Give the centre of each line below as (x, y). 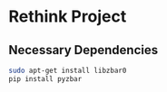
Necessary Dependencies (83, 50)
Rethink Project (68, 17)
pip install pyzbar (45, 78)
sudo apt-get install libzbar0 (68, 70)
